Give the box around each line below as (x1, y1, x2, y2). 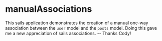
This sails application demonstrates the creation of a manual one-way (5, 20, 149, 26)
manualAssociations (5, 3, 92, 15)
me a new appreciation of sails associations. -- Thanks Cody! (5, 30, 131, 36)
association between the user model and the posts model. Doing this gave (5, 25, 157, 31)
